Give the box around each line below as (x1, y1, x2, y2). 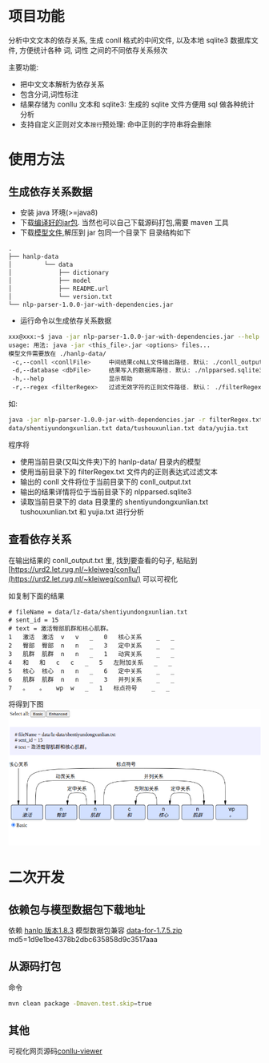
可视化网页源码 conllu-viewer (8, 1046, 102, 1056)
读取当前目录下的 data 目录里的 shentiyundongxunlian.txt (19, 497, 209, 506)
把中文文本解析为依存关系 (19, 79, 105, 89)
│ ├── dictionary (8, 268, 110, 276)
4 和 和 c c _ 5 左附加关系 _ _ (8, 658, 172, 666)
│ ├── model (8, 276, 91, 284)
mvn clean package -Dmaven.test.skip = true (8, 999, 152, 1008)
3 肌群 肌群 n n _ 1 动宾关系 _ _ (8, 650, 175, 658)
